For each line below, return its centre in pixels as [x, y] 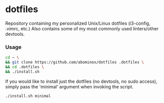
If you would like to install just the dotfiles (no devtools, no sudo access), [81, 81]
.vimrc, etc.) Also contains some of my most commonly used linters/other [82, 28]
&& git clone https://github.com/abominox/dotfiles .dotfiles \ [75, 62]
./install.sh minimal [28, 96]
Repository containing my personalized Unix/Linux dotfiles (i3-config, [78, 23]
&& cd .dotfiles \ [25, 67]
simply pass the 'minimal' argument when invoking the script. [69, 86]
